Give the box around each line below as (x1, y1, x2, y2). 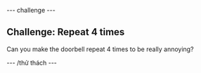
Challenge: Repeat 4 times (6, 26, 125, 38)
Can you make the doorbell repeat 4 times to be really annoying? (6, 45, 194, 53)
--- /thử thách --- (6, 58, 58, 67)
